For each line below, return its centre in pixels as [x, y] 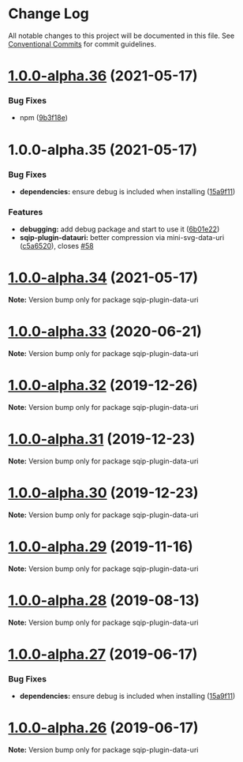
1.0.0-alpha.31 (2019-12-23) [102, 439]
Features [26, 212]
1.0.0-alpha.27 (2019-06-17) [103, 654]
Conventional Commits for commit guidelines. [82, 43]
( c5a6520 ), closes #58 [56, 246]
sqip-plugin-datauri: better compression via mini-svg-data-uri [122, 238]
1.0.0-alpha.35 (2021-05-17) [103, 150]
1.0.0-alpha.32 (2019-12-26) [103, 386]
